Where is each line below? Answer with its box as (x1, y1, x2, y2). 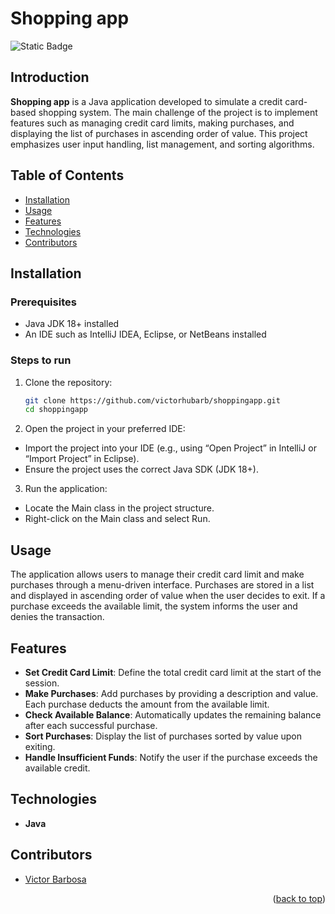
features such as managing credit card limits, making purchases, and (10, 117, 295, 129)
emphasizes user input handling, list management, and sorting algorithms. (10, 138, 315, 150)
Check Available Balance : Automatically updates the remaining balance (24, 708, 322, 721)
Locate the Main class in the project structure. (24, 502, 215, 514)
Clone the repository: (24, 376, 113, 388)
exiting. (24, 740, 56, 752)
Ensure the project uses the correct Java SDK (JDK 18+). (24, 463, 260, 476)
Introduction (10, 69, 90, 86)
